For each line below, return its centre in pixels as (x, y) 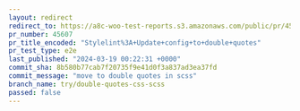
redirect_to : (33, 26)
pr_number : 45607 (41, 34)
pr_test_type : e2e (43, 51)
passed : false (35, 92)
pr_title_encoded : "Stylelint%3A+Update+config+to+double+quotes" (135, 43)
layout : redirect (41, 17)
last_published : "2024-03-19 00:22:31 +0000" (94, 59)
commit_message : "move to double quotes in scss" (103, 76)
